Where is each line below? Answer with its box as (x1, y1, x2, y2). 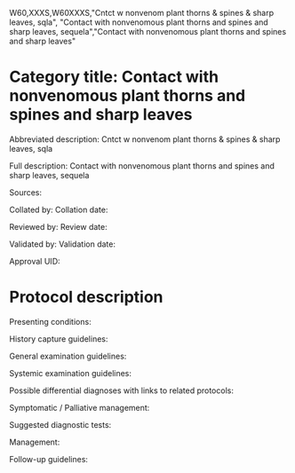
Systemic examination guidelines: (9, 367, 132, 378)
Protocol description (9, 288, 163, 307)
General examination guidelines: (9, 351, 127, 361)
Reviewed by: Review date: (9, 221, 108, 232)
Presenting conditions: (9, 316, 92, 327)
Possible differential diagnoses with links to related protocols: (9, 385, 234, 396)
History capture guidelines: (9, 333, 108, 344)
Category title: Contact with (9, 67, 219, 87)
